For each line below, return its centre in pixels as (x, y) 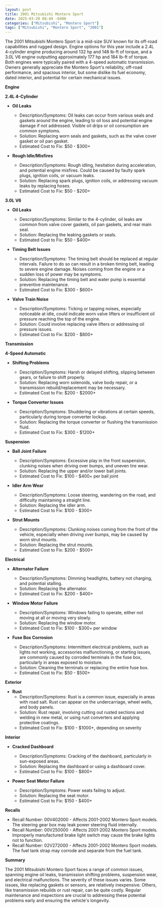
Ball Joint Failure (29, 451)
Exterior (13, 682)
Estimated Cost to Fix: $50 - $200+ (55, 191)
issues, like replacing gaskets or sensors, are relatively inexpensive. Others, (81, 885)
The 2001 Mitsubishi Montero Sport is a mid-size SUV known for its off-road (81, 41)
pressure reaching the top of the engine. (60, 319)
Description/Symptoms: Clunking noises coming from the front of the (89, 529)
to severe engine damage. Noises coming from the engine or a (82, 269)
